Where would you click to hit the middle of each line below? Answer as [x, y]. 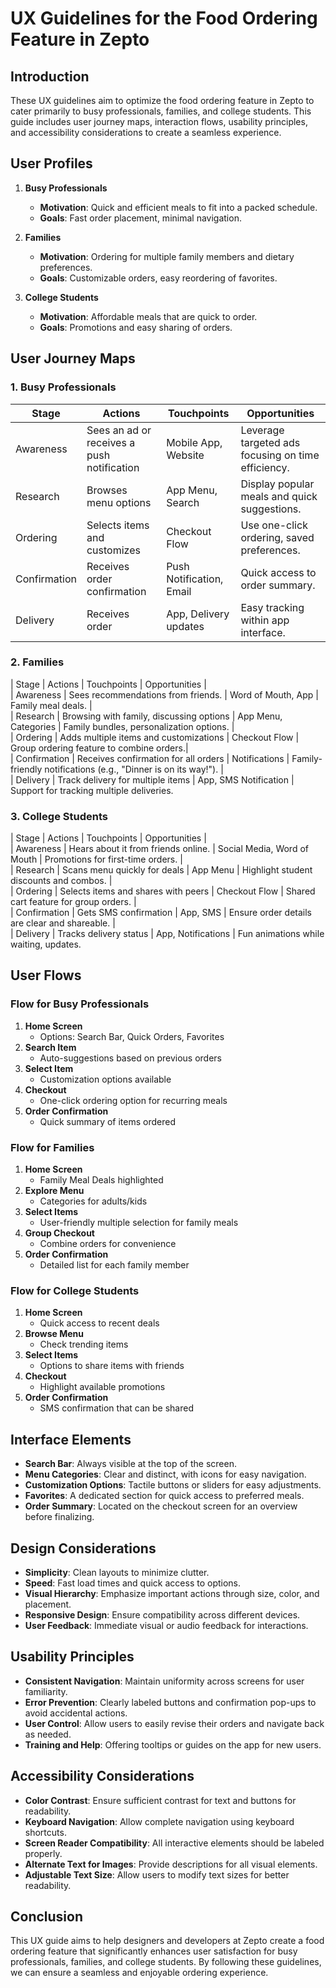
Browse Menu [54, 1334]
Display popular [277, 484]
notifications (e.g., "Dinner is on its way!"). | [134, 769]
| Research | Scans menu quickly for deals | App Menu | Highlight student [161, 870]
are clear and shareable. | [63, 923]
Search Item [50, 1047]
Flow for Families [52, 1147]
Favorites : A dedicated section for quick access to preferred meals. [164, 1496]
